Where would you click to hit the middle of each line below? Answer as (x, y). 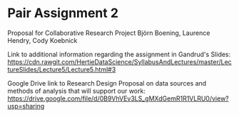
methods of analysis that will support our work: (77, 91)
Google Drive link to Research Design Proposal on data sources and (107, 83)
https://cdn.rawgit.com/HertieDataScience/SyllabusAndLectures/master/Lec (119, 61)
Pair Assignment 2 (63, 13)
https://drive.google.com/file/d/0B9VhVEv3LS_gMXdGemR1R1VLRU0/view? (118, 98)
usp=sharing (26, 106)
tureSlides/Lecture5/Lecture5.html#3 (62, 69)
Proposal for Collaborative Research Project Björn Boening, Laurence (109, 33)
